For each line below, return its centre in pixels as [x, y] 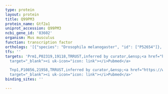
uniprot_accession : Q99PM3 [33, 28]
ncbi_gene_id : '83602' [29, 33]
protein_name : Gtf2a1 [28, 24]
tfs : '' [13, 51]
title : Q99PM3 [20, 19]
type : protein [20, 10]
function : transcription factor [39, 42]
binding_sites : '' [24, 79]
